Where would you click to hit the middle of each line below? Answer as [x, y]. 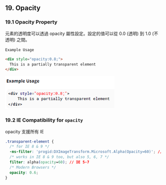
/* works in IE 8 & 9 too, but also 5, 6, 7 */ [60, 157]
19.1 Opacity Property [31, 22]
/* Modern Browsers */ [33, 167]
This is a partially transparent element [53, 64]
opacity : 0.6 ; [24, 172]
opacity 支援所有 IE [25, 131]
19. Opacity [23, 8]
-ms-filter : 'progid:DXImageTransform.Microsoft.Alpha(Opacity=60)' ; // [86, 152]
